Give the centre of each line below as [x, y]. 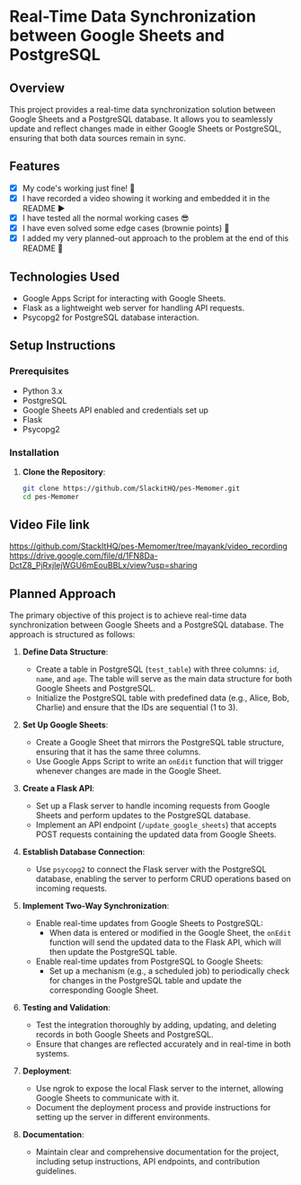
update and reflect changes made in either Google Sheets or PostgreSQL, [146, 129]
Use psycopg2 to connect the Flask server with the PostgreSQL [151, 869]
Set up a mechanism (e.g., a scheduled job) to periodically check [169, 971]
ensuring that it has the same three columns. [118, 752]
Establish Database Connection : [84, 852]
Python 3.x [42, 391]
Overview [37, 88]
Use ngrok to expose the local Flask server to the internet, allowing [159, 1089]
